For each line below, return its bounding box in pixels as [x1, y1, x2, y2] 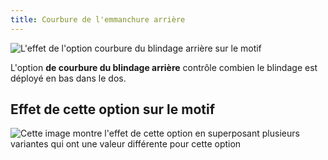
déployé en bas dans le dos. [10, 72, 127, 84]
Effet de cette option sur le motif [10, 101, 216, 118]
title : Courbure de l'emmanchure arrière [10, 14, 186, 25]
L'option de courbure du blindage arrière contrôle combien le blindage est [10, 61, 318, 73]
